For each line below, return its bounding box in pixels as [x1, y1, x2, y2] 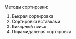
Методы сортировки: [4, 4, 49, 10]
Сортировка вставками [11, 19, 60, 24]
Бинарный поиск [11, 24, 47, 29]
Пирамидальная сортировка [11, 29, 72, 34]
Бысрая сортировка [11, 13, 54, 19]
